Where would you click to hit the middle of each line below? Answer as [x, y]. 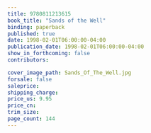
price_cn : [22, 106]
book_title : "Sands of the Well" [57, 21]
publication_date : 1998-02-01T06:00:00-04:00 [75, 47]
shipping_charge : [33, 93]
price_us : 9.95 [30, 99]
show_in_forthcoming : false [49, 54]
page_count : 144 [31, 119]
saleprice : [23, 86]
